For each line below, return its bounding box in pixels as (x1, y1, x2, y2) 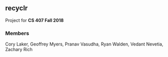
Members (5, 29, 29, 36)
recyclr (5, 4, 28, 12)
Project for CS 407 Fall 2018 (5, 17, 64, 23)
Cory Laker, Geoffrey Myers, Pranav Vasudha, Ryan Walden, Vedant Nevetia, (5, 41, 163, 47)
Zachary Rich (5, 46, 33, 52)
